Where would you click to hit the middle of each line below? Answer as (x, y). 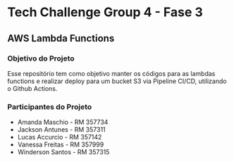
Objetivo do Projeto (41, 58)
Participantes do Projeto (50, 106)
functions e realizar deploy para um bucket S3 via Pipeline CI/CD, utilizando (117, 81)
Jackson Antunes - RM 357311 (61, 130)
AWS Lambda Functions (61, 38)
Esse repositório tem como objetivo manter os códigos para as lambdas (111, 73)
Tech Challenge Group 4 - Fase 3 (105, 12)
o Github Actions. (32, 88)
